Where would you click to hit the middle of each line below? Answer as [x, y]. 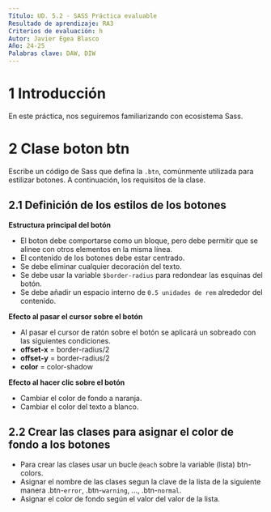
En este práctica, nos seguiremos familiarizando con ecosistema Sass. [126, 116]
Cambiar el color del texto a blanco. [79, 407]
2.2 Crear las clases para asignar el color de [121, 432]
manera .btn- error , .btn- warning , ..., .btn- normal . [101, 490]
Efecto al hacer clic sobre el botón [67, 382]
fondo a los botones [59, 445]
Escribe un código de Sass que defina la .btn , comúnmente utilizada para [131, 171]
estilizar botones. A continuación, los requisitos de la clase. [107, 180]
